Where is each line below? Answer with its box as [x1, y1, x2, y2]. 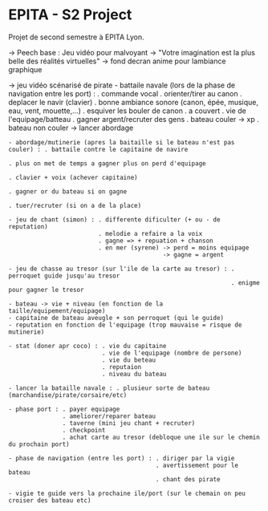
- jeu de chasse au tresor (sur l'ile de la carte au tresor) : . [8, 265, 235, 273]
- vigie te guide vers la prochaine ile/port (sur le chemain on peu [8, 489, 246, 497]
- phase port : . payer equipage [8, 405, 120, 413]
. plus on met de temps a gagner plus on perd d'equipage [8, 159, 206, 168]
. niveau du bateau [101, 370, 167, 378]
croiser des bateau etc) [8, 496, 91, 505]
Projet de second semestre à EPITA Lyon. [8, 32, 144, 42]
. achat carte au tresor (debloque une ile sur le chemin [62, 433, 261, 441]
